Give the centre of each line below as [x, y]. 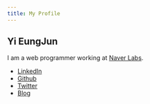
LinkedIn [30, 71]
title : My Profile [34, 13]
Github [27, 79]
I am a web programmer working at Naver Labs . [75, 58]
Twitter [27, 86]
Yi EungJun [33, 42]
